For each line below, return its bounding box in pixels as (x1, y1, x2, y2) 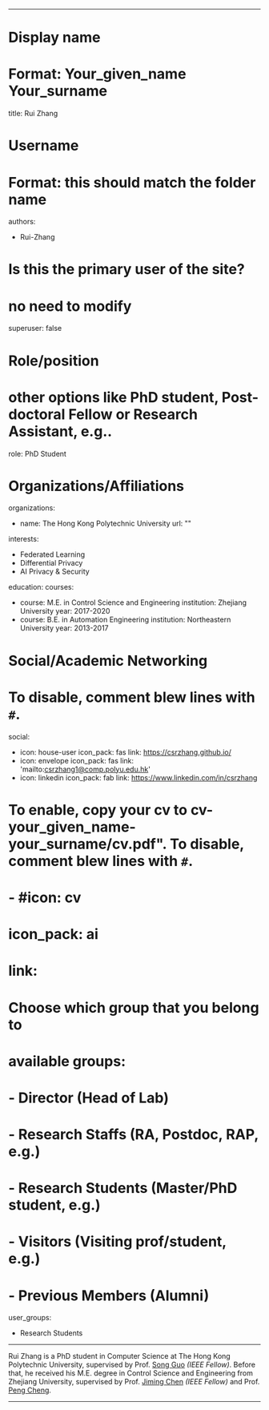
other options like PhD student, (8, 388, 219, 406)
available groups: (8, 1052, 126, 1070)
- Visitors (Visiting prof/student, (8, 1233, 227, 1251)
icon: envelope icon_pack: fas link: (19, 755, 134, 765)
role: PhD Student (8, 449, 66, 458)
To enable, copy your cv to (8, 800, 188, 819)
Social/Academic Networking (8, 651, 208, 670)
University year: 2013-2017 (19, 623, 110, 633)
